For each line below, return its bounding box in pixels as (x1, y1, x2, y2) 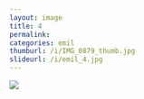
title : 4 (9, 22, 43, 31)
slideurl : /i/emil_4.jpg (9, 55, 103, 64)
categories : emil (9, 38, 75, 48)
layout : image (9, 13, 63, 22)
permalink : (9, 30, 51, 39)
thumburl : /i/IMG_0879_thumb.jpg (9, 47, 136, 56)
